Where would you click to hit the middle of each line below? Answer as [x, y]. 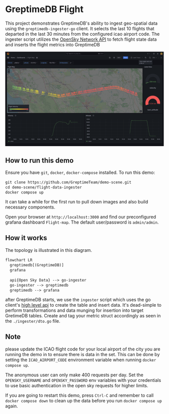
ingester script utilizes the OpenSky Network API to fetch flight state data [81, 39]
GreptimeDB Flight [45, 9]
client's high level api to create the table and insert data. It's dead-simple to [83, 305]
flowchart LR [19, 260]
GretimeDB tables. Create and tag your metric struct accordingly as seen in [83, 315]
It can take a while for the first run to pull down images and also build [77, 201]
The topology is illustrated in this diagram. [49, 250]
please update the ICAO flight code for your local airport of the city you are [83, 349]
